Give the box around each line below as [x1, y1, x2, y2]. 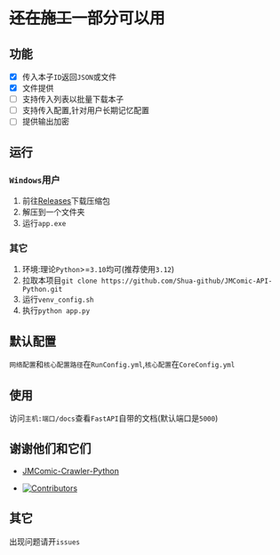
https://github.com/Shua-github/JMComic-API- [100, 277, 273, 286]
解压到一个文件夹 [21, 206, 85, 217]
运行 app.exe [21, 218, 67, 228]
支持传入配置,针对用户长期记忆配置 [21, 105, 149, 116]
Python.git [21, 286, 63, 294]
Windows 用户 [9, 173, 60, 186]
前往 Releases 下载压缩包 [21, 196, 111, 205]
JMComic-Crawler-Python [21, 465, 120, 476]
